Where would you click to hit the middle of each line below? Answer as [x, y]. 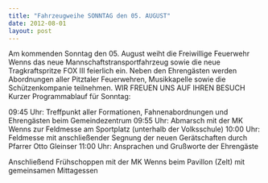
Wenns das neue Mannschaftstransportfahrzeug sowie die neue [115, 62]
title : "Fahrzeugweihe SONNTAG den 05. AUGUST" [90, 16]
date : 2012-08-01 [37, 23]
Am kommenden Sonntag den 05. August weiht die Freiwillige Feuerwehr [129, 54]
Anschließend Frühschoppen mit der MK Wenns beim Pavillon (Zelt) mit [127, 162]
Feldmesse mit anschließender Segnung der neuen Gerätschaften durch [128, 138]
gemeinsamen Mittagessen [53, 171]
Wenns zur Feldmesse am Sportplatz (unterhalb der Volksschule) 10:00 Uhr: [134, 129]
